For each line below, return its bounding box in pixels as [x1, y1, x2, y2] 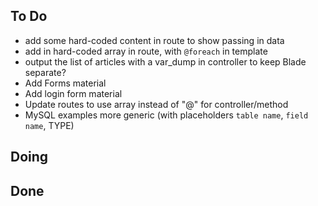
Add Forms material [24, 77, 107, 89]
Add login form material [24, 87, 123, 99]
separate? [24, 66, 67, 78]
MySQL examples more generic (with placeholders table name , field [24, 109, 309, 121]
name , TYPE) [24, 119, 75, 131]
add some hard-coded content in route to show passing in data [24, 34, 285, 46]
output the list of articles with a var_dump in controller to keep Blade [24, 55, 307, 68]
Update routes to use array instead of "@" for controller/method [24, 98, 289, 110]
